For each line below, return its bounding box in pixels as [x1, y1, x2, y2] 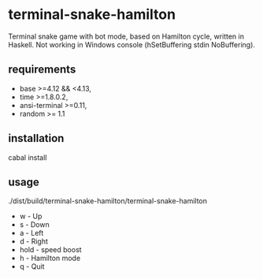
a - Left [19, 229, 44, 238]
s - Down [19, 220, 50, 229]
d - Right [19, 236, 49, 246]
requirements [8, 63, 76, 76]
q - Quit [19, 262, 45, 271]
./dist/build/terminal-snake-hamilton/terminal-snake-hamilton [8, 196, 207, 206]
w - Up [19, 211, 43, 221]
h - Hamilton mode [19, 254, 81, 263]
